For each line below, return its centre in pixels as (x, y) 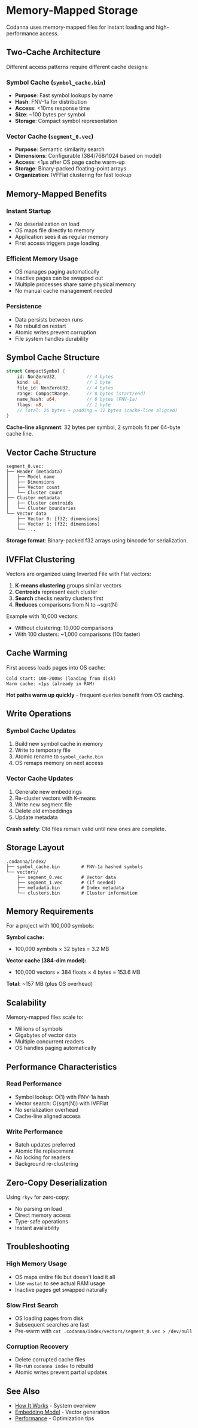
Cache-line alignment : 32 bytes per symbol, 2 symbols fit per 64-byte (93, 427)
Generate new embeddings (48, 791)
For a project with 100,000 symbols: (50, 926)
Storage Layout (35, 847)
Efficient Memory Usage (42, 259)
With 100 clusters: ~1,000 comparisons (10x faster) (77, 634)
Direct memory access (43, 1215)
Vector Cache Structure (51, 453)
